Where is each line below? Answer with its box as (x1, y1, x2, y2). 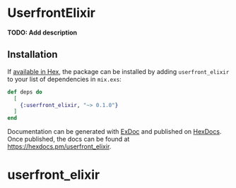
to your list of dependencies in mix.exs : (7, 75, 122, 83)
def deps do (7, 88, 42, 96)
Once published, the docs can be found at (7, 135, 130, 144)
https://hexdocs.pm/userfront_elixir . (7, 142, 112, 151)
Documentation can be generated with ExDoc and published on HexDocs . (7, 127, 222, 136)
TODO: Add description (7, 28, 78, 37)
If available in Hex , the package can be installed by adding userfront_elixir (7, 67, 230, 75)
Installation (7, 49, 58, 61)
